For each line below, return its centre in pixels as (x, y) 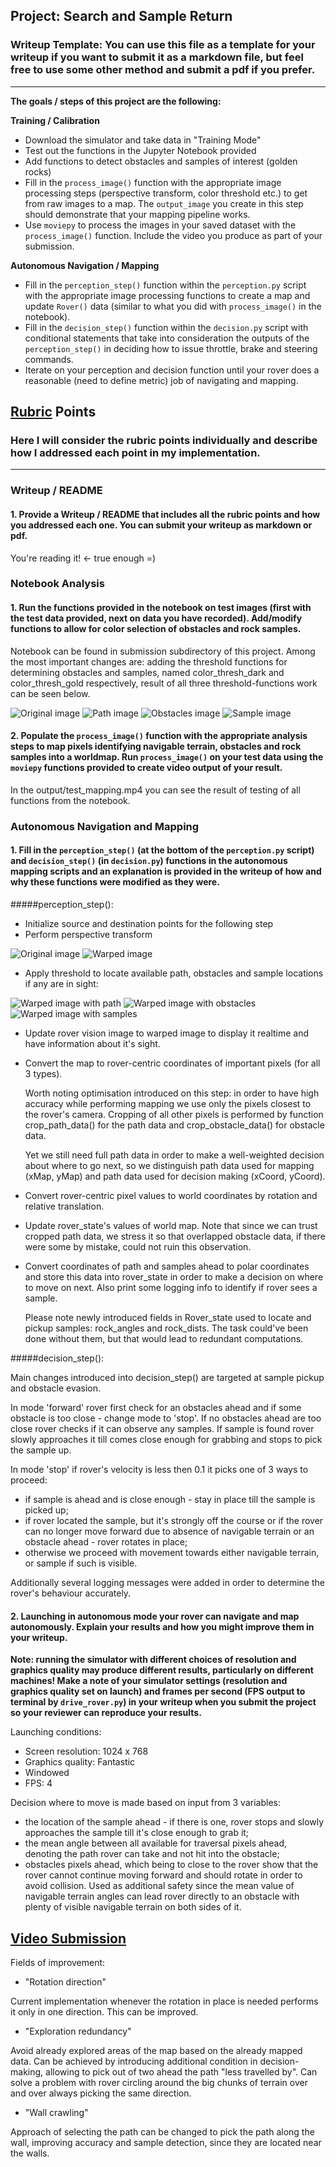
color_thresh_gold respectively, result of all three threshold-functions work (164, 683)
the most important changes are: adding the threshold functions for (149, 661)
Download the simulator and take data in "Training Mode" (143, 140)
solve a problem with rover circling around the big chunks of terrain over (159, 2082)
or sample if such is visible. (81, 1563)
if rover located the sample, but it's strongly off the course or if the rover (174, 1520)
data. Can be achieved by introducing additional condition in (134, 2061)
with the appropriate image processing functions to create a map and (167, 295)
